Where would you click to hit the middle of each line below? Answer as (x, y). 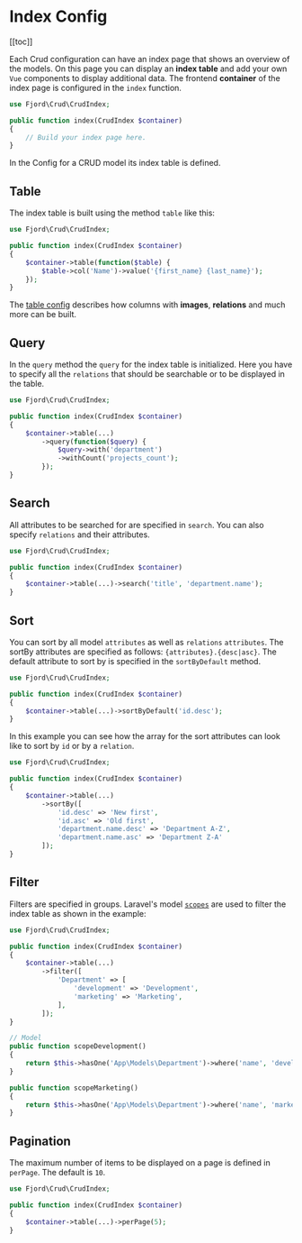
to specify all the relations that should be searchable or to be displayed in (147, 374)
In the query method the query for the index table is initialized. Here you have (151, 365)
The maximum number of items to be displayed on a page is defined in (140, 1163)
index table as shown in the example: (78, 913)
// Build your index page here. (86, 137)
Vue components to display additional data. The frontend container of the (145, 78)
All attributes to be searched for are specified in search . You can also (137, 525)
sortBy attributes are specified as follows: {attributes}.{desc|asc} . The (143, 652)
